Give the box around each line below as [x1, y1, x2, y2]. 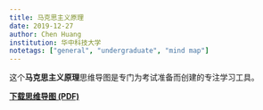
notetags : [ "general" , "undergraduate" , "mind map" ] [9, 47, 210, 55]
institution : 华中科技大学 [9, 38, 102, 47]
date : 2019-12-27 [9, 21, 74, 30]
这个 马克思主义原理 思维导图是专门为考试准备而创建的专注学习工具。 [9, 72, 259, 83]
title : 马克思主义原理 [9, 13, 85, 22]
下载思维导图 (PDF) [9, 91, 80, 102]
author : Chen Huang [9, 30, 82, 38]
